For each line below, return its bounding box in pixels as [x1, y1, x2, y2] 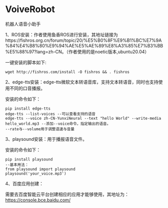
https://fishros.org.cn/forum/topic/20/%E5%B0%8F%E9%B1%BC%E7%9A [5, 37, 162, 43]
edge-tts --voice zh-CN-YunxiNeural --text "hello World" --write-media [5, 116, 161, 121]
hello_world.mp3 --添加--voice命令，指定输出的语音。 [5, 121, 111, 126]
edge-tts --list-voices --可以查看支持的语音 [5, 111, 96, 117]
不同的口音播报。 [9, 85, 45, 91]
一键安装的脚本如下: [5, 59, 47, 65]
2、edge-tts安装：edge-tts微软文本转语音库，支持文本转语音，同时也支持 [5, 79, 159, 85]
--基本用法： [5, 162, 29, 167]
